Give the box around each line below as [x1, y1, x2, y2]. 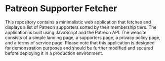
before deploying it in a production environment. [5, 50, 104, 56]
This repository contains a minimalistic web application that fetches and [5, 19, 151, 25]
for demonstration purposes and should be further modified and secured [5, 45, 153, 51]
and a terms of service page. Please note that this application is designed [5, 40, 155, 45]
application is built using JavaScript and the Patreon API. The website [5, 29, 147, 35]
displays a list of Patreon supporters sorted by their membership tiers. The [5, 24, 157, 30]
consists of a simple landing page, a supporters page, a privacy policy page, [5, 35, 161, 41]
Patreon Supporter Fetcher [5, 3, 118, 14]
